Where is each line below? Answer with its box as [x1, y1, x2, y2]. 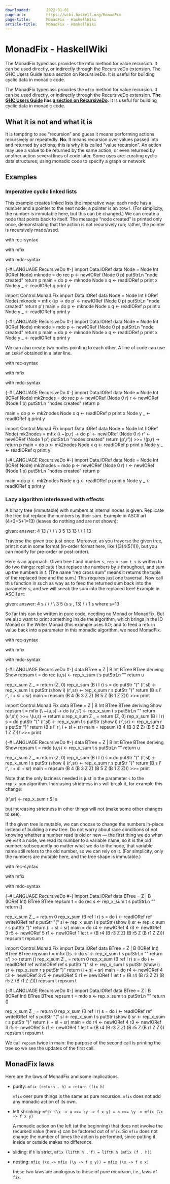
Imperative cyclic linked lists [5, 188, 77, 195]
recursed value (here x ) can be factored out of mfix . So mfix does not [12, 1128, 158, 1134]
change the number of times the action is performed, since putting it [12, 1134, 156, 1140]
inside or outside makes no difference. [12, 1139, 93, 1145]
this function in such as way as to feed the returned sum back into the [5, 580, 152, 586]
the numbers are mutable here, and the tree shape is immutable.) [5, 853, 141, 860]
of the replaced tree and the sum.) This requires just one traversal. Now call [5, 574, 163, 581]
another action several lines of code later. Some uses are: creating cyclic [5, 153, 157, 158]
